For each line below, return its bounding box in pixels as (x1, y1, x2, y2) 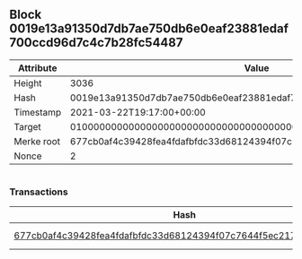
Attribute (17, 62, 58, 74)
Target (13, 120, 42, 133)
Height (13, 76, 42, 89)
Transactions (9, 186, 69, 198)
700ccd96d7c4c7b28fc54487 (9, 35, 183, 50)
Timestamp (13, 106, 62, 118)
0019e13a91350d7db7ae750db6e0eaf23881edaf (9, 22, 289, 37)
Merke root (13, 134, 61, 147)
